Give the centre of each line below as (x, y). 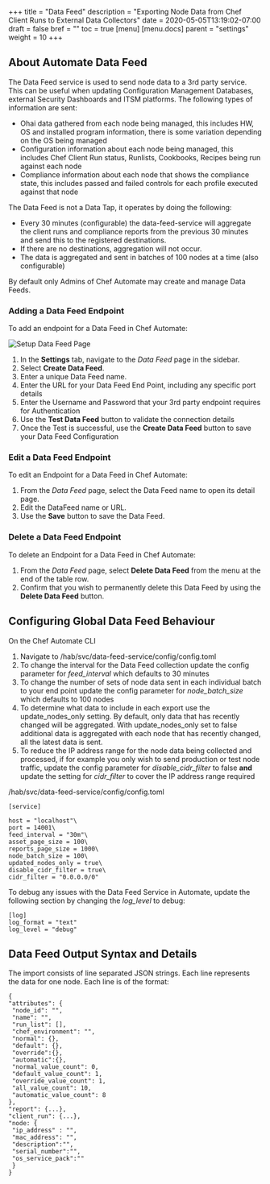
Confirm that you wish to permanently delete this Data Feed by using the (140, 587)
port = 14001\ (32, 828)
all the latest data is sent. (61, 742)
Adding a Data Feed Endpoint (66, 311)
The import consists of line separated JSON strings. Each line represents (129, 973)
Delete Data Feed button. (62, 596)
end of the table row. (54, 578)
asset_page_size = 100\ (48, 842)
